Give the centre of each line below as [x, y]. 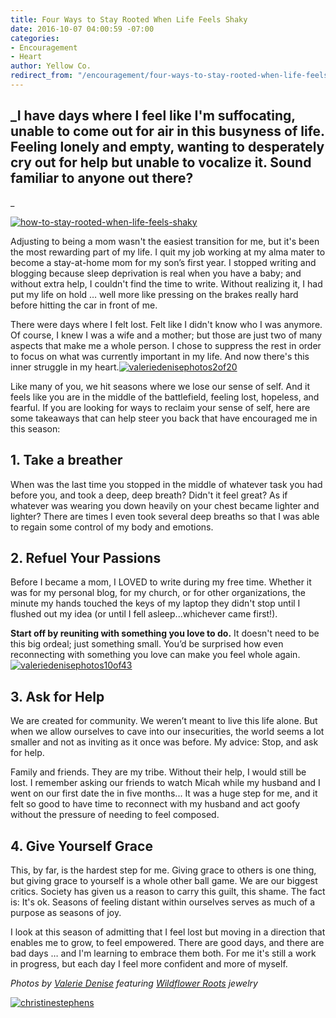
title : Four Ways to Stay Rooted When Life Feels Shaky [129, 19]
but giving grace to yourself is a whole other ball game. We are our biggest [164, 880]
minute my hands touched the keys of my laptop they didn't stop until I [155, 603]
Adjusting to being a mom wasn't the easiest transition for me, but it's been [165, 241]
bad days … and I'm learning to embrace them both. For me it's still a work [163, 953]
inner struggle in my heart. [65, 367]
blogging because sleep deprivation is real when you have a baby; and [156, 273]
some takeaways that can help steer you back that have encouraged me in [164, 418]
